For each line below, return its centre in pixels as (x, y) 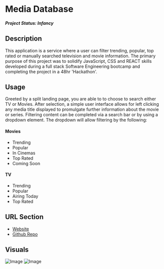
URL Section (24, 217)
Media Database (39, 9)
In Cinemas (24, 153)
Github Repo (25, 234)
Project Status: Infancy (29, 23)
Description (23, 39)
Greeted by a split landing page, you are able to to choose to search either (81, 99)
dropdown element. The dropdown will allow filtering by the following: (76, 120)
